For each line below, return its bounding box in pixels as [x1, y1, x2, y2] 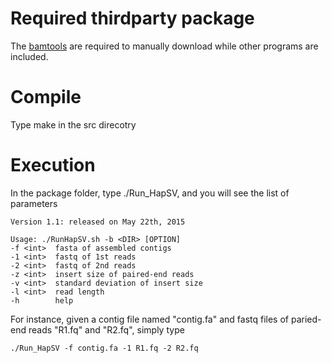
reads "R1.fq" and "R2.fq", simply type [28, 323, 185, 336]
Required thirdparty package [10, 7, 255, 30]
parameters [10, 197, 58, 209]
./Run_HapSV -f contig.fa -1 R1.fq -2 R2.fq [10, 343, 199, 353]
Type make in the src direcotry [10, 118, 137, 131]
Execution [10, 154, 96, 177]
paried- [290, 313, 322, 325]
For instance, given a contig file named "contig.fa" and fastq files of [10, 313, 289, 325]
